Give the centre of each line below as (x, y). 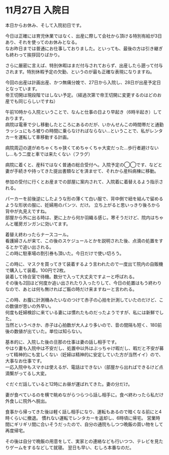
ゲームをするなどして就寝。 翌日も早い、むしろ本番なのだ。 (72, 447)
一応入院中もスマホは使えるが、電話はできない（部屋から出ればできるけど (82, 367)
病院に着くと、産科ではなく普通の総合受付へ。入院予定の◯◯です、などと (84, 164)
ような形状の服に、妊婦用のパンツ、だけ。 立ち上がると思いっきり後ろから (83, 205)
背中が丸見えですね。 (27, 211)
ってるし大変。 (34, 373)
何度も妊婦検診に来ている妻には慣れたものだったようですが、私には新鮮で (82, 312)
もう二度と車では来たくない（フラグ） (53, 154)
